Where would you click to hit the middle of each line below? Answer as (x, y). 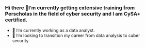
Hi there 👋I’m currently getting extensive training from (70, 8)
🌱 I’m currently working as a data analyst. (53, 31)
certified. (16, 20)
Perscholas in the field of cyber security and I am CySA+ (73, 14)
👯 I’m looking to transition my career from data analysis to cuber (76, 35)
